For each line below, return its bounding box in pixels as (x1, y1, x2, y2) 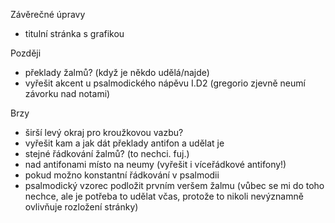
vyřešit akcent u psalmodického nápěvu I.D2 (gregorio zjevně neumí (24, 77, 306, 89)
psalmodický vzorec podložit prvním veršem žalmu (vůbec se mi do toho (24, 180, 325, 191)
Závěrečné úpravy (10, 9, 86, 20)
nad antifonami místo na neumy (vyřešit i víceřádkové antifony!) (24, 159, 287, 170)
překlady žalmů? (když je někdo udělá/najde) (24, 67, 210, 78)
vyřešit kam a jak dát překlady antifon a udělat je (24, 137, 225, 149)
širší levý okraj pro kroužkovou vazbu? (24, 127, 184, 138)
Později (10, 47, 42, 59)
